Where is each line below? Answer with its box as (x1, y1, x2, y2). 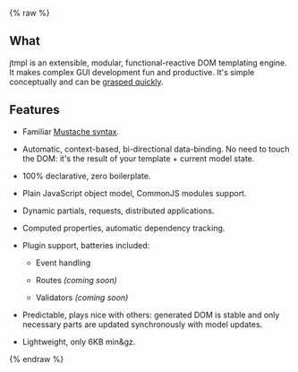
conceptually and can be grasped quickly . (9, 76, 164, 87)
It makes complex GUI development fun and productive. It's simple (9, 66, 255, 77)
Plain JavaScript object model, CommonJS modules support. (21, 187, 247, 198)
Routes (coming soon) (35, 274, 118, 285)
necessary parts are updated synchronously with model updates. (21, 318, 263, 330)
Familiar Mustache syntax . (21, 125, 120, 137)
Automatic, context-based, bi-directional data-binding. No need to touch (21, 143, 290, 154)
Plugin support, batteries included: (21, 239, 150, 250)
